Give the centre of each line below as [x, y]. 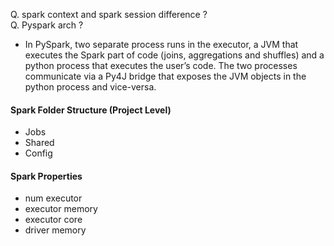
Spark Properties [46, 176]
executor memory [61, 209]
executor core [53, 220]
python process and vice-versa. [90, 87]
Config [38, 153]
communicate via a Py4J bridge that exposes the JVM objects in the [165, 76]
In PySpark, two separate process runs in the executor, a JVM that [161, 44]
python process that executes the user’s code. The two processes [161, 65]
